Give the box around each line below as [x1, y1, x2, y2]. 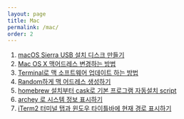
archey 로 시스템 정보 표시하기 [17, 95, 103, 104]
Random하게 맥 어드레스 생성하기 [17, 78, 111, 86]
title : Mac [7, 17, 40, 24]
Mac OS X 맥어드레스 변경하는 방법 [17, 60, 116, 68]
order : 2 [7, 30, 34, 38]
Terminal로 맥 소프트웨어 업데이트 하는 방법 [17, 68, 139, 77]
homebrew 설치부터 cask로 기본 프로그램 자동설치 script [17, 86, 177, 95]
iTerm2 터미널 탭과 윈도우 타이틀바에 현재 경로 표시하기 [17, 104, 172, 113]
